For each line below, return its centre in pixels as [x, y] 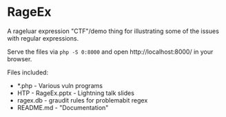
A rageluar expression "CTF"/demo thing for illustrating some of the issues [113, 31]
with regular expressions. [43, 38]
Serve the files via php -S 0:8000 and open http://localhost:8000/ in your [110, 52]
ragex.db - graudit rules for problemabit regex [82, 100]
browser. [20, 58]
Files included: [28, 72]
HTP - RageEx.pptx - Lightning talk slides [75, 93]
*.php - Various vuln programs [60, 85]
